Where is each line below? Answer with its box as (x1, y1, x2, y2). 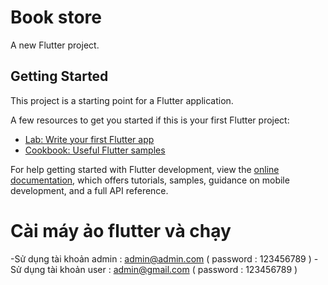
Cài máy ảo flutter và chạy (10, 219, 232, 242)
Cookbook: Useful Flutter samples (24, 144, 166, 156)
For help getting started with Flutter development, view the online (10, 163, 280, 175)
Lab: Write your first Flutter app (24, 133, 155, 145)
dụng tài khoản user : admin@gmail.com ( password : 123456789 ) (23, 263, 298, 275)
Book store (10, 6, 102, 29)
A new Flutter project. (10, 39, 100, 51)
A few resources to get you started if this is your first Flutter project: (10, 114, 290, 126)
